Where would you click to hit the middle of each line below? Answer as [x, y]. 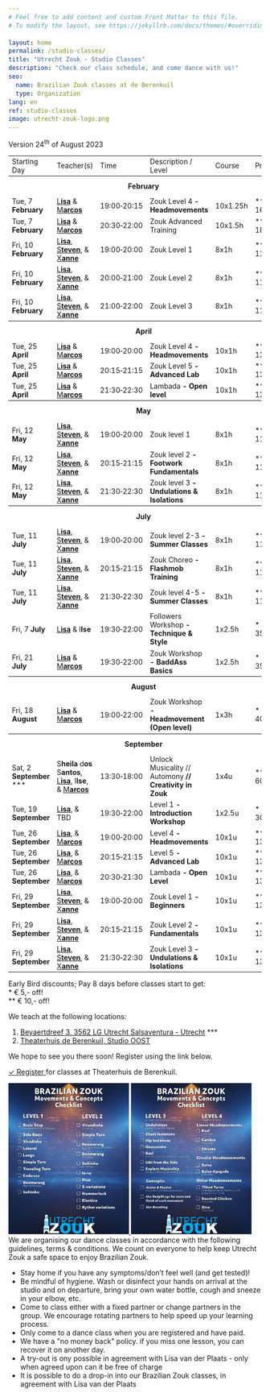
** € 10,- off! [29, 1001]
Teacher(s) [75, 166]
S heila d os [74, 763]
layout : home [30, 43]
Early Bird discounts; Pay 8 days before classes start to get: [107, 984]
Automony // [170, 777]
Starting [25, 161]
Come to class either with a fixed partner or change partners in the [130, 1307]
